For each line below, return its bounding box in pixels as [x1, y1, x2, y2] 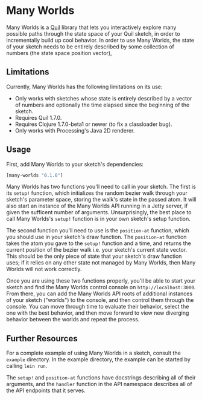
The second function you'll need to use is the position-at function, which [6, 227, 190, 234]
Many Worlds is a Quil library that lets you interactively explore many [6, 24, 177, 31]
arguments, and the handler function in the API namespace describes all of [6, 381, 192, 388]
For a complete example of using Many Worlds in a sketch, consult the [6, 349, 181, 357]
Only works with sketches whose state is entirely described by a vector [14, 94, 192, 102]
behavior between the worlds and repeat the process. [6, 316, 140, 323]
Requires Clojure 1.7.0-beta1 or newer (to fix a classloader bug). [14, 120, 172, 128]
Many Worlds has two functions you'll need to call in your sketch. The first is [6, 183, 196, 191]
